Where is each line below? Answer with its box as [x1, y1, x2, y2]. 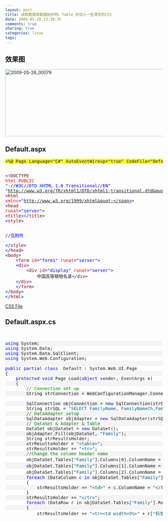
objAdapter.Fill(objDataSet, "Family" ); [26, 431, 126, 437]
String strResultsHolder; [26, 436, 90, 442]
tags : [5, 36, 16, 41]
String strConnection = [26, 391, 84, 397]
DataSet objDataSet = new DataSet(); [26, 426, 119, 432]
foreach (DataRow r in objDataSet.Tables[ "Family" [26, 500, 153, 505]
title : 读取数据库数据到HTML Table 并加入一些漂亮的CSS [5, 12, 112, 17]
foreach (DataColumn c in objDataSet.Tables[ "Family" [26, 475, 161, 480]
